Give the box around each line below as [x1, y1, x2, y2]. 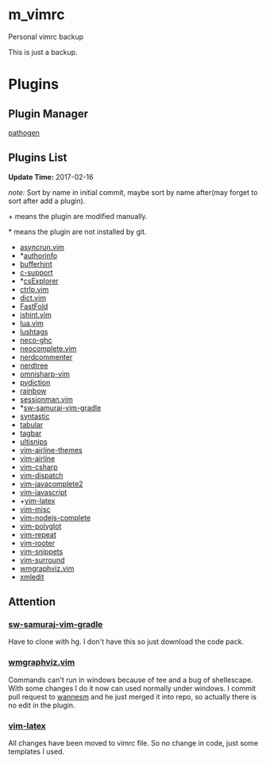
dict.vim [19, 293, 46, 302]
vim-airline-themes [19, 445, 83, 454]
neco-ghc [19, 335, 52, 345]
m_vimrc [8, 6, 65, 24]
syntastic [19, 411, 50, 421]
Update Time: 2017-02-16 [8, 172, 94, 181]
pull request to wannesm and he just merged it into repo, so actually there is [8, 692, 256, 701]
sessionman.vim [19, 394, 74, 403]
